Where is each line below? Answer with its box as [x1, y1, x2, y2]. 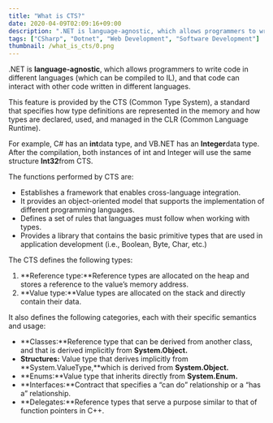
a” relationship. [19, 389, 71, 399]
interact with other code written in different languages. [8, 82, 191, 92]
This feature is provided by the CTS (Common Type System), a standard [8, 97, 250, 107]
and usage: [8, 322, 46, 331]
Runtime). [8, 123, 41, 133]
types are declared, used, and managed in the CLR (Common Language [8, 114, 249, 124]
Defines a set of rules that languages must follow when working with [19, 214, 250, 223]
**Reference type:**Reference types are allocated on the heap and [19, 271, 249, 281]
